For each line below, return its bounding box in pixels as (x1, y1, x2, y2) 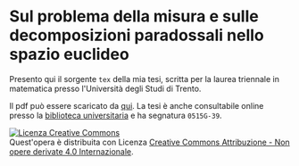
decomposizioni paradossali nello (9, 25, 265, 46)
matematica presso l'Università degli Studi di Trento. (9, 83, 202, 94)
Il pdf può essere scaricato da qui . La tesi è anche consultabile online (9, 100, 264, 111)
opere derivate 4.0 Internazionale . (9, 145, 134, 157)
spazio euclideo (9, 45, 129, 64)
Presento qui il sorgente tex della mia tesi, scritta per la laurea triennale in (9, 73, 279, 84)
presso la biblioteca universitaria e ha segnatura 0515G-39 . (9, 110, 222, 120)
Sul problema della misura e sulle (9, 6, 259, 27)
